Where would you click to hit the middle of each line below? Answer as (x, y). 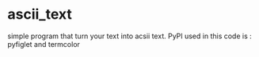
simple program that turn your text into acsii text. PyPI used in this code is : (130, 36)
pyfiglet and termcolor (44, 44)
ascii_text (40, 14)
